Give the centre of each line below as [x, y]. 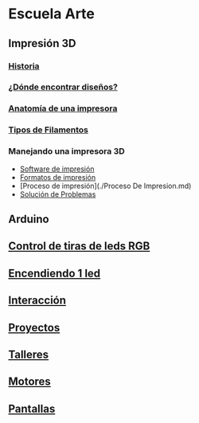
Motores [30, 382]
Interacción [37, 301]
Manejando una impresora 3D [66, 151]
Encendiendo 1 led [55, 273]
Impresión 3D [42, 43]
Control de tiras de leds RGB [79, 247]
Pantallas [32, 408]
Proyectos [34, 327]
